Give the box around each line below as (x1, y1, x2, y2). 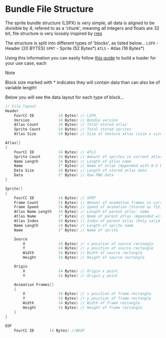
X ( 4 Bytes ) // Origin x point (23, 269, 119, 274)
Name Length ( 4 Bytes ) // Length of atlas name (14, 159, 132, 164)
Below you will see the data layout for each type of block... (5, 94, 124, 100)
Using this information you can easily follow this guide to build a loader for (5, 55, 157, 60)
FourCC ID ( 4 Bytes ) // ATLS (14, 150, 96, 155)
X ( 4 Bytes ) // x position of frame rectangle (23, 291, 152, 296)
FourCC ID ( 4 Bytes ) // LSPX (14, 113, 96, 118)
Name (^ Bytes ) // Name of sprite (14, 227, 119, 232)
